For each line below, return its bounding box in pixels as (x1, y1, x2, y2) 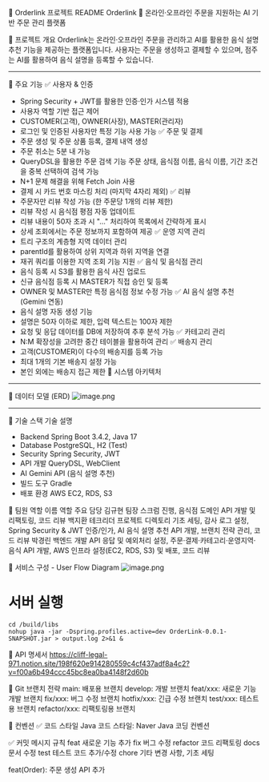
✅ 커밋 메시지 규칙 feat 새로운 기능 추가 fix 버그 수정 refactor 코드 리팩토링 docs (8, 737, 260, 748)
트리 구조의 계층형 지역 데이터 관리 (19, 236, 127, 246)
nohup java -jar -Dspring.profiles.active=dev (8, 627, 167, 635)
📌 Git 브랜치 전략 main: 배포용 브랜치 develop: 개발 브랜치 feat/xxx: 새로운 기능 (8, 683, 257, 693)
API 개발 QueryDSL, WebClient (19, 458, 121, 468)
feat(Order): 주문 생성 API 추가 (8, 764, 106, 774)
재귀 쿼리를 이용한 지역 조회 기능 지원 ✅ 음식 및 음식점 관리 (19, 256, 203, 266)
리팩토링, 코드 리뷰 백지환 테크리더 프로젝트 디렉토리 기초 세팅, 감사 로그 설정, (8, 516, 250, 525)
